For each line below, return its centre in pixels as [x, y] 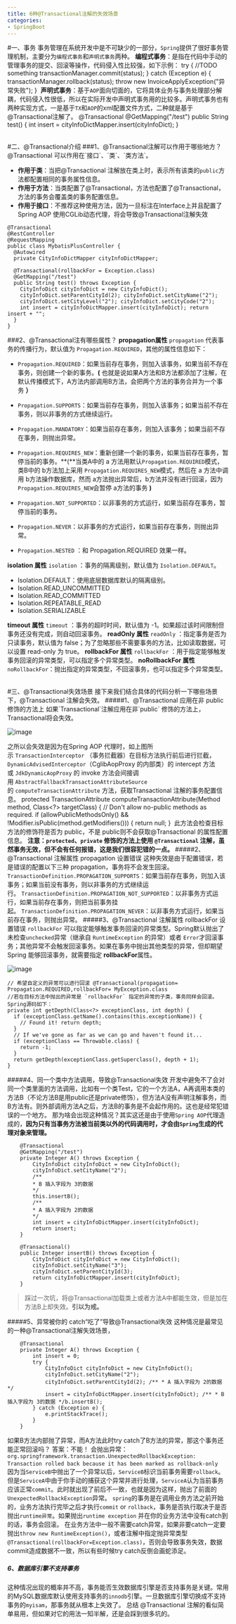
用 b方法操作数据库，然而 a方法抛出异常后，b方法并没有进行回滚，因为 [120, 479]
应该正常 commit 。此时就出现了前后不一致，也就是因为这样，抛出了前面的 [112, 1490]
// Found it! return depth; [61, 1023]
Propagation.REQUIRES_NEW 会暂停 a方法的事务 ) [85, 488]
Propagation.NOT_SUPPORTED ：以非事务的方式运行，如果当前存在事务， [118, 503]
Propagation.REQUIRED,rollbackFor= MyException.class [88, 989]
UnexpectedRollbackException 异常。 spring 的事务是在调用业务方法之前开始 [116, 1498]
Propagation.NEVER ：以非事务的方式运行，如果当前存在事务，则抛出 [115, 527]
